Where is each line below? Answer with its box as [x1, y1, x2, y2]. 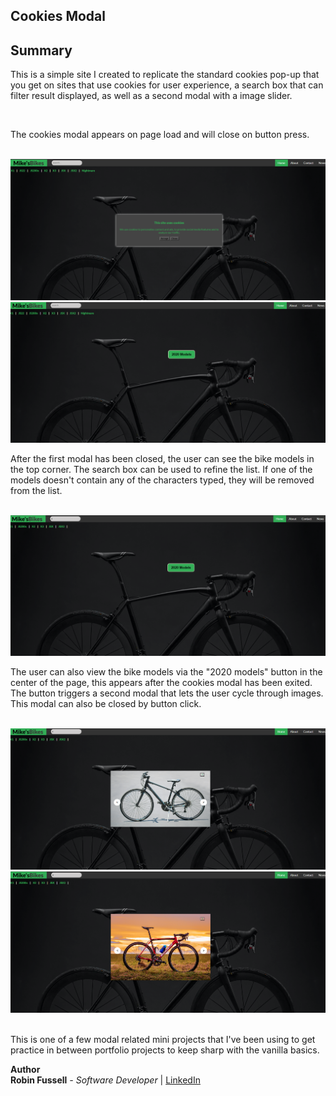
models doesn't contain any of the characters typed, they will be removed [10, 474, 315, 486]
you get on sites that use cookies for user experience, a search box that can [10, 79, 324, 91]
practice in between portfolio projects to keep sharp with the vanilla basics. [10, 1044, 320, 1056]
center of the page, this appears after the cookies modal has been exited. [10, 677, 313, 689]
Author [10, 1063, 41, 1075]
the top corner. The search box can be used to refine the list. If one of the [10, 464, 313, 476]
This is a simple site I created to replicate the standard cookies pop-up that [10, 69, 320, 81]
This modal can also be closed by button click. [10, 698, 202, 710]
